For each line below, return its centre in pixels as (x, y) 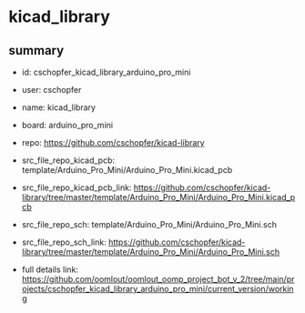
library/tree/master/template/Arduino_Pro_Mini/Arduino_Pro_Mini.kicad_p (158, 197)
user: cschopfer (51, 90)
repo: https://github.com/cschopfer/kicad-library (113, 142)
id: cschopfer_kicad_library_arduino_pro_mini (106, 72)
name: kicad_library (59, 107)
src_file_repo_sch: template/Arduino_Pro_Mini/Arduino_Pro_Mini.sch (149, 224)
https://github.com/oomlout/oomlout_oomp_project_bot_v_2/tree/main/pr (158, 279)
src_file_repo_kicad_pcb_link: (76, 187)
